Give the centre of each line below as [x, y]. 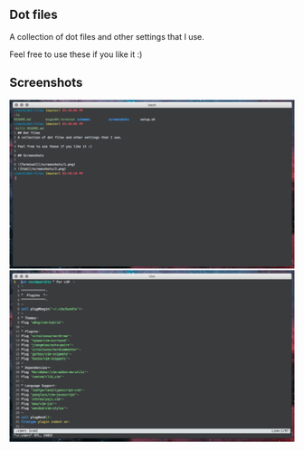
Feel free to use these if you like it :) [76, 54]
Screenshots [46, 83]
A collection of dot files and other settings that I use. [107, 36]
